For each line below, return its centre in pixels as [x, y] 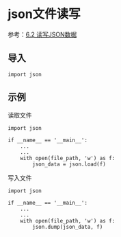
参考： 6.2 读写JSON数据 [42, 34]
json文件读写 [44, 14]
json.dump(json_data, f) [68, 227]
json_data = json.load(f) [69, 164]
